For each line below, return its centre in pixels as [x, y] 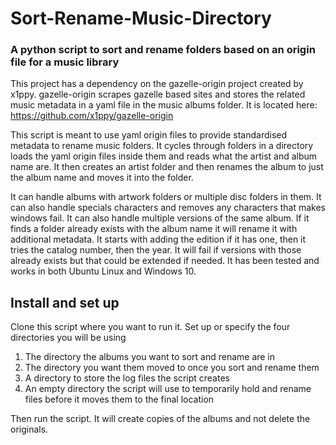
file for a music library [65, 62]
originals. [29, 429]
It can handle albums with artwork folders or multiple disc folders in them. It [166, 197]
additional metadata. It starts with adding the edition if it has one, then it [158, 239]
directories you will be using [68, 338]
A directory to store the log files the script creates [127, 378]
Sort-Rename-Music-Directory [141, 18]
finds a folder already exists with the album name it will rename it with [154, 229]
